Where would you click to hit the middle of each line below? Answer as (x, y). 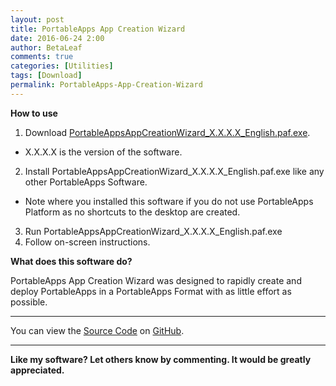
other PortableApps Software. (86, 182)
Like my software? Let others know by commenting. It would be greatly (161, 359)
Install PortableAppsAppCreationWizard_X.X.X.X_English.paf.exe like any (174, 171)
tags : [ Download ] (46, 76)
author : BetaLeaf (46, 47)
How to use (34, 113)
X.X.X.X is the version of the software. (103, 152)
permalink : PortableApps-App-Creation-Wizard (106, 85)
